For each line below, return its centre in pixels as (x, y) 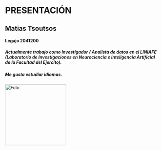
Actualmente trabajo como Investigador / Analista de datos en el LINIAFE (81, 52)
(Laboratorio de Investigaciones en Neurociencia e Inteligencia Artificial (80, 57)
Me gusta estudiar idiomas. (34, 75)
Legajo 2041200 (22, 41)
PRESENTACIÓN (38, 10)
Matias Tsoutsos (31, 28)
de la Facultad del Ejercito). (33, 62)
